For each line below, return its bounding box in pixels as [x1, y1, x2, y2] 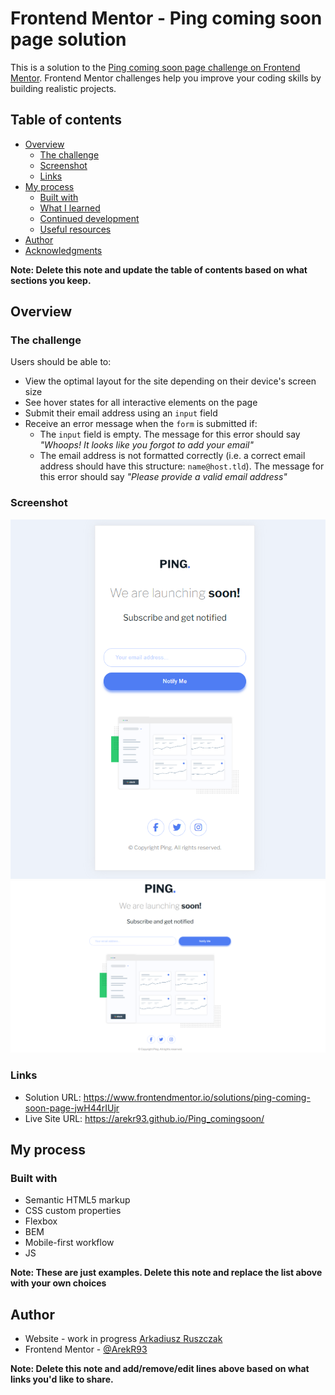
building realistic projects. [10, 82, 117, 94]
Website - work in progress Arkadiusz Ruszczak [24, 1333, 223, 1345]
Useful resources [39, 223, 112, 235]
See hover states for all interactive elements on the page [24, 397, 258, 409]
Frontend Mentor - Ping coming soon [10, 7, 323, 30]
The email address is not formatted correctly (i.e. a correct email [39, 450, 306, 462]
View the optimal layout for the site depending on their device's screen [24, 375, 317, 387]
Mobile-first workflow [24, 1237, 115, 1249]
